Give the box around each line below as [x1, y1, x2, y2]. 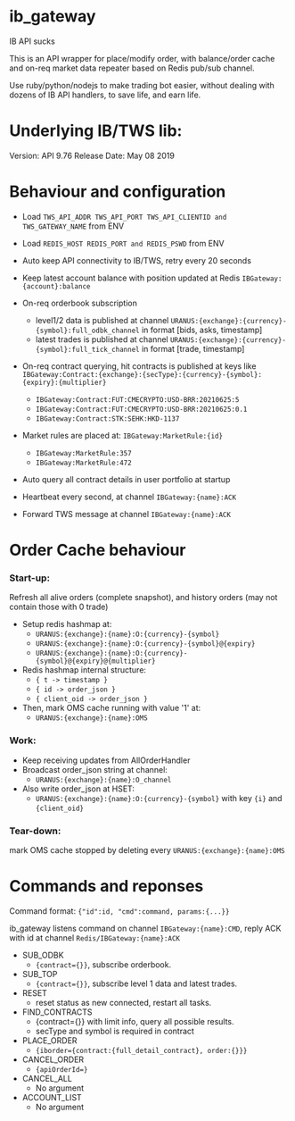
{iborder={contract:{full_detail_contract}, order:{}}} [35, 1046, 248, 1055]
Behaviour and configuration [9, 181, 226, 202]
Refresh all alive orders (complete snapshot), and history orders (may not [9, 592, 278, 603]
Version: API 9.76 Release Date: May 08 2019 [9, 150, 176, 161]
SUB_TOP [21, 968, 58, 979]
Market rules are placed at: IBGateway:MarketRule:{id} [21, 430, 224, 440]
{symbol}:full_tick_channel [35, 345, 140, 354]
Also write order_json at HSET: [21, 783, 135, 794]
